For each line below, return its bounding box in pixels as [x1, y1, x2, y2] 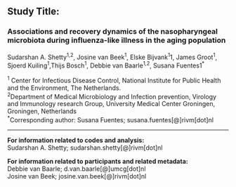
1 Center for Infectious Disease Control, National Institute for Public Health [7, 75, 221, 84]
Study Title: [7, 6, 60, 18]
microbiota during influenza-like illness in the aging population [7, 35, 226, 45]
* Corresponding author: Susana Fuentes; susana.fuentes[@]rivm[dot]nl [7, 115, 214, 124]
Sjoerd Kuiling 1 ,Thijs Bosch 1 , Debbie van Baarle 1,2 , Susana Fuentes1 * [7, 60, 205, 70]
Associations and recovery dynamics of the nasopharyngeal [7, 27, 218, 37]
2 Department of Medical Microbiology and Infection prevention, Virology [7, 91, 216, 101]
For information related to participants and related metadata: [7, 157, 188, 165]
